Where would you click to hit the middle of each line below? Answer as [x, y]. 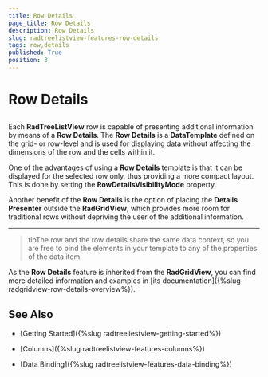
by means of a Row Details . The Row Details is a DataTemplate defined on [132, 135]
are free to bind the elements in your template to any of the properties [142, 249]
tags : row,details [39, 45]
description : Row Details [51, 30]
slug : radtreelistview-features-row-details [83, 38]
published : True [35, 53]
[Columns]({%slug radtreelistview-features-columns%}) [112, 349]
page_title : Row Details [49, 23]
